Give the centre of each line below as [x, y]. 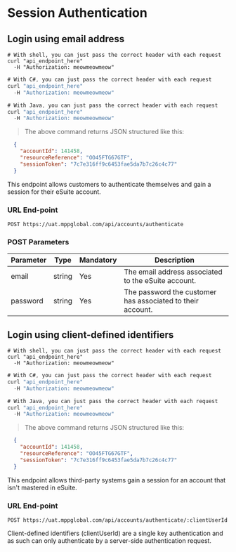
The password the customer [170, 292]
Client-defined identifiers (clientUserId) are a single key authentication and [115, 533]
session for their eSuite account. [54, 192]
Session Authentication [77, 13]
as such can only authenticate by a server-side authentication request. [110, 540]
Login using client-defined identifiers [91, 335]
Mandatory [98, 260]
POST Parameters [38, 242]
